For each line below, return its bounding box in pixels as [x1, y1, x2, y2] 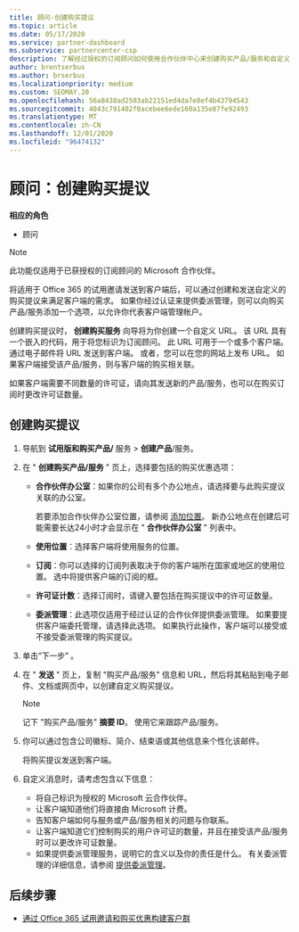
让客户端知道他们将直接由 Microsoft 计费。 [35, 804, 193, 814]
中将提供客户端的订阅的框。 [61, 571, 163, 581]
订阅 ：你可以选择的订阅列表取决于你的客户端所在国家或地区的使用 [35, 559, 278, 571]
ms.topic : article [9, 21, 77, 30]
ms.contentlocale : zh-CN [9, 121, 101, 130]
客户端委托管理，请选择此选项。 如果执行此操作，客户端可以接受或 [43, 620, 287, 631]
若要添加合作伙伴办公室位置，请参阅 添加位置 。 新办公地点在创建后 [35, 510, 282, 522]
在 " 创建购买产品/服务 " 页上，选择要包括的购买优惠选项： [21, 461, 238, 473]
